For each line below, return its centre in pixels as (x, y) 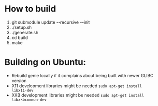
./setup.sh (22, 27)
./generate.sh (25, 32)
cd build (20, 38)
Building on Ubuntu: (45, 62)
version (19, 80)
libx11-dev (22, 90)
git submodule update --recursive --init (50, 22)
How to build (30, 9)
